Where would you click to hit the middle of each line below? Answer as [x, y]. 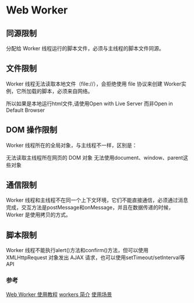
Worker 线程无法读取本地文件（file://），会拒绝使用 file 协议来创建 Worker [94, 84]
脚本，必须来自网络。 [67, 91]
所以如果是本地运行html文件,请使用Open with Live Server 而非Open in [89, 104]
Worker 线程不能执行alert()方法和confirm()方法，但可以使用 [77, 250]
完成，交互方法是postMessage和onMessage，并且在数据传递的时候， [90, 208]
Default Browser [26, 110]
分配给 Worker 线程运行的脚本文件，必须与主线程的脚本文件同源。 [85, 48]
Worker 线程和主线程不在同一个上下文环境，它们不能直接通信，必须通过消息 [97, 200]
